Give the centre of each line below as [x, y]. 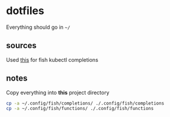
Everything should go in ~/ [38, 27]
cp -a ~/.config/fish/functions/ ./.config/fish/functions [80, 109]
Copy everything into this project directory [58, 92]
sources [21, 46]
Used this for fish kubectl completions [52, 59]
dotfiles [25, 11]
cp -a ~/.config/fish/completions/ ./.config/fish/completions [85, 103]
